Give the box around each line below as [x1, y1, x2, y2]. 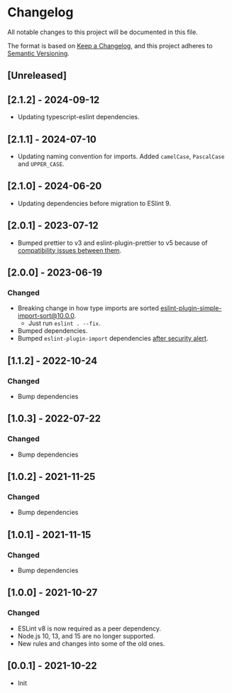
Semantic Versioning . [7, 49, 70, 58]
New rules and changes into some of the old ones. [17, 639, 165, 648]
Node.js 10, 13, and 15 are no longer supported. [17, 631, 155, 640]
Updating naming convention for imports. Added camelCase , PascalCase [17, 152, 225, 160]
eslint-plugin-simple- [160, 304, 222, 312]
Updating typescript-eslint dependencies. [17, 113, 140, 121]
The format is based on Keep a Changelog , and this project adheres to [7, 41, 213, 50]
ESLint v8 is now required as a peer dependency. [17, 624, 162, 633]
